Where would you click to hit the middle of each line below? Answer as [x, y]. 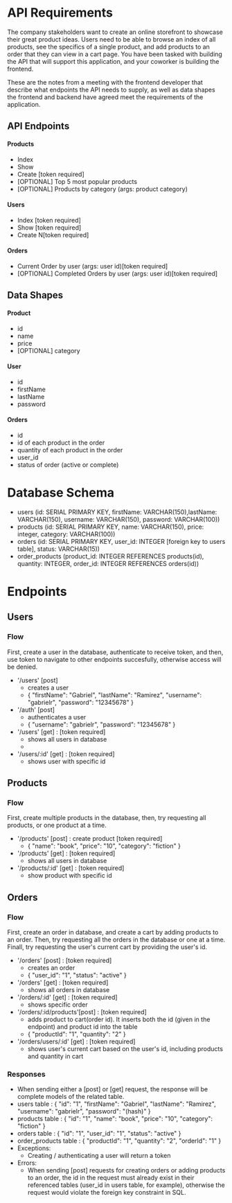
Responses [27, 1075]
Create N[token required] [53, 234]
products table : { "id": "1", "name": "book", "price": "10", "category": [115, 1119]
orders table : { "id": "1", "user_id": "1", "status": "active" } [99, 1134]
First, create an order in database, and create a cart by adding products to [113, 932]
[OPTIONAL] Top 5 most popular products [77, 181]
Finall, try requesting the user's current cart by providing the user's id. [107, 947]
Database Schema [61, 493]
